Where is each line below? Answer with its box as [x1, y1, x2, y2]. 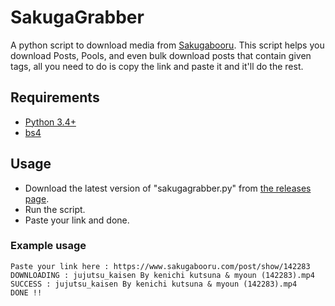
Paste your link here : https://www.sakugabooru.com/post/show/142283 [10, 261, 311, 271]
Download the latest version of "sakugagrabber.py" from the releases [24, 182, 312, 194]
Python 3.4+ [24, 116, 77, 128]
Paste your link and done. [24, 214, 130, 226]
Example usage [10, 239, 87, 253]
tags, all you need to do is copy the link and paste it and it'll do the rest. [10, 60, 304, 72]
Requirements [10, 89, 100, 106]
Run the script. [24, 203, 86, 215]
